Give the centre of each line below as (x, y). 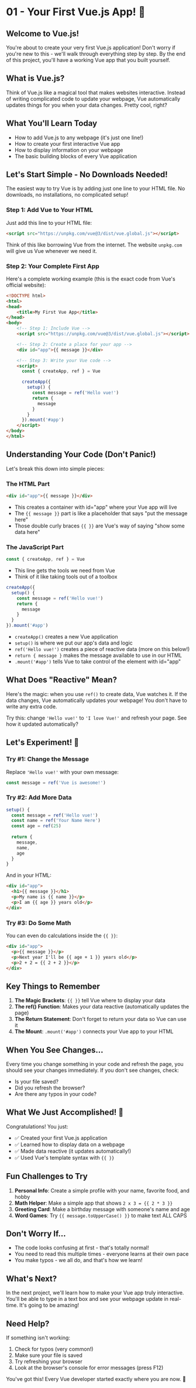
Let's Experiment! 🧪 (43, 743)
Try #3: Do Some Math (39, 923)
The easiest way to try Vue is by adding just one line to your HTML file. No (96, 189)
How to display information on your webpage (69, 150)
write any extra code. (32, 706)
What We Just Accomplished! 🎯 (65, 1113)
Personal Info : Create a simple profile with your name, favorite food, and (102, 1190)
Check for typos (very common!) (54, 1349)
